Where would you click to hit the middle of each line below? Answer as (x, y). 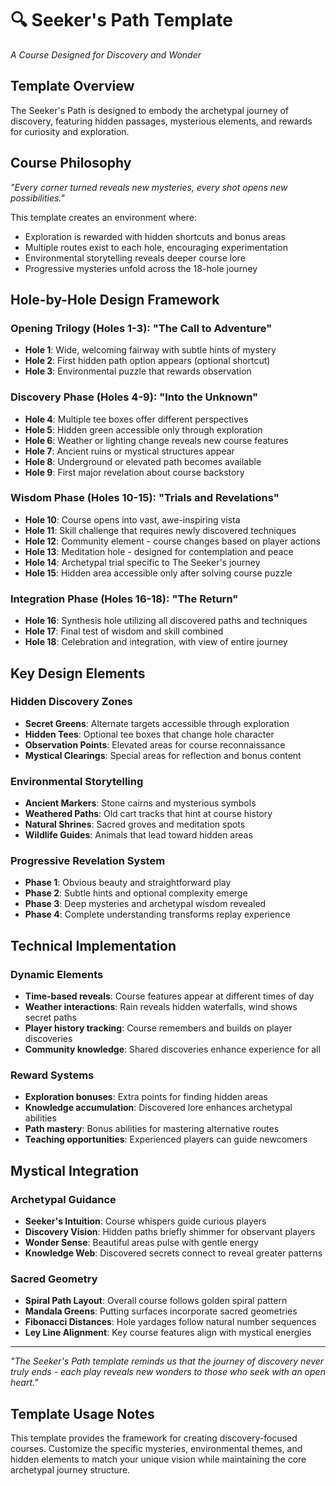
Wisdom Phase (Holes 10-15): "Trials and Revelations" (145, 498)
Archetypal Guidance (63, 1199)
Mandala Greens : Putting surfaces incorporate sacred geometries (161, 1311)
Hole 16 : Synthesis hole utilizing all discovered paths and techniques (166, 621)
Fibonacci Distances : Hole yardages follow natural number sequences (170, 1322)
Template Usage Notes (82, 1413)
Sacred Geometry (54, 1279)
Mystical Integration (75, 1170)
